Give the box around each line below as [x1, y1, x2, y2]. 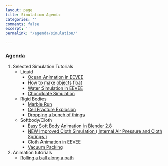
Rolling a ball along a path [20, 155, 74, 161]
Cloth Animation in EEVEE [27, 139, 81, 145]
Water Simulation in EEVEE [27, 85, 83, 91]
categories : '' [5, 17, 37, 22]
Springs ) [27, 134, 47, 140]
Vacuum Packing [27, 144, 63, 150]
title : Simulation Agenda [5, 12, 60, 17]
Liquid [20, 69, 33, 75]
